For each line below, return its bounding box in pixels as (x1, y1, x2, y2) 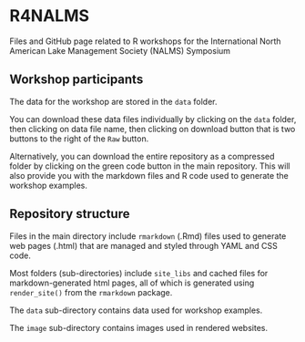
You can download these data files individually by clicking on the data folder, (9, 113, 297, 124)
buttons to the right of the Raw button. (9, 133, 149, 144)
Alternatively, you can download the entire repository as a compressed (9, 150, 275, 161)
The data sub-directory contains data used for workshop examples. (9, 305, 263, 316)
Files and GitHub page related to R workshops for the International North (9, 36, 281, 47)
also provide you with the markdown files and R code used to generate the (9, 170, 289, 181)
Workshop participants (9, 72, 144, 88)
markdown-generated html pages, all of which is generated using (9, 277, 255, 288)
